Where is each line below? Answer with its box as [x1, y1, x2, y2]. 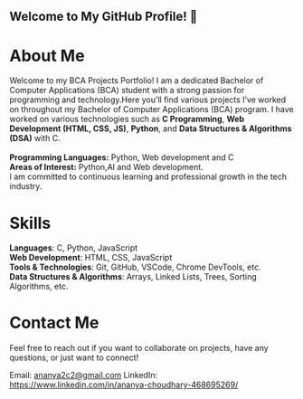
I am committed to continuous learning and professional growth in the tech [9, 171, 288, 182]
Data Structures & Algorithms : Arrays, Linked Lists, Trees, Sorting [9, 271, 258, 282]
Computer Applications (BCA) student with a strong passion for [9, 85, 245, 96]
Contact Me [9, 313, 99, 333]
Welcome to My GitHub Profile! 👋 [9, 9, 198, 24]
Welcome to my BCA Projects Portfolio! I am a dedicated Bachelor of [9, 75, 264, 86]
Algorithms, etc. [9, 281, 69, 292]
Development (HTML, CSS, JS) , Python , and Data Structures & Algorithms [9, 123, 292, 134]
